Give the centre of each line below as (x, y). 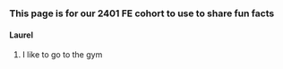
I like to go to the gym (62, 55)
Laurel (21, 35)
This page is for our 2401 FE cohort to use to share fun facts (142, 13)
